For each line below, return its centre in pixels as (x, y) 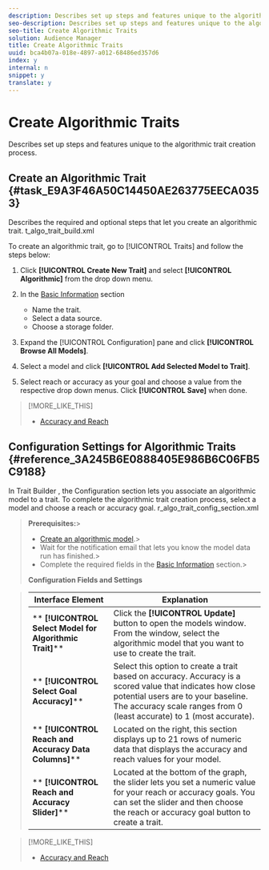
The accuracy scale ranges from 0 (178, 707)
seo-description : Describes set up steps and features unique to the (127, 23)
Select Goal (54, 692)
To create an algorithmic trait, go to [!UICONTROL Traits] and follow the (126, 247)
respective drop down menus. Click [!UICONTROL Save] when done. (134, 391)
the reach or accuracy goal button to (182, 812)
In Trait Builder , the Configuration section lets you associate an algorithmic (132, 491)
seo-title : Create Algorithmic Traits (73, 30)
